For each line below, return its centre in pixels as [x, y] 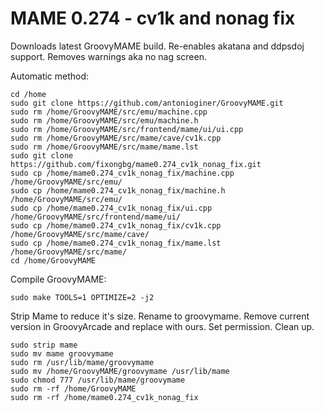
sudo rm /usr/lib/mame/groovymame [82, 362]
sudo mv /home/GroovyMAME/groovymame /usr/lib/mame [120, 371]
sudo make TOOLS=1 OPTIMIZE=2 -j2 [82, 297]
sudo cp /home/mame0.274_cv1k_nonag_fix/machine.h [118, 190]
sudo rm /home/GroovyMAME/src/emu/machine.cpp [109, 112]
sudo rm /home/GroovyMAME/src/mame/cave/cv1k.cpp [116, 138]
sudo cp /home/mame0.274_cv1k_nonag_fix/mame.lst [116, 243]
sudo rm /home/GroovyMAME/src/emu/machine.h [104, 120]
